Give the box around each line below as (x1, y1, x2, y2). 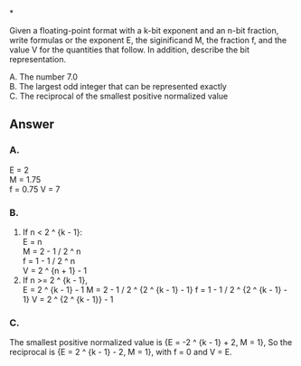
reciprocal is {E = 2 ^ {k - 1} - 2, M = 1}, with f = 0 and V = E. (9, 347, 232, 358)
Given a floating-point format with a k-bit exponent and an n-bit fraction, (9, 25, 279, 35)
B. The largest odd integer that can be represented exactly (9, 81, 228, 91)
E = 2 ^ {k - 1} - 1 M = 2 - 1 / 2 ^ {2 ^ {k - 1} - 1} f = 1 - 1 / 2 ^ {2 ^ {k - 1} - (22, 284, 287, 295)
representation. (9, 54, 66, 64)
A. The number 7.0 (9, 71, 79, 82)
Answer (9, 117, 55, 132)
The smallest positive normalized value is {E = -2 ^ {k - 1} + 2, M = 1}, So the (9, 337, 293, 348)
